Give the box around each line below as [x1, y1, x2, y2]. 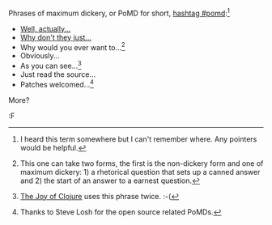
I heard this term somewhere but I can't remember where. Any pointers [19, 134, 257, 144]
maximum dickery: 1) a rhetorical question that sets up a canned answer [19, 167, 261, 176]
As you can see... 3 [19, 60, 83, 70]
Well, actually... [19, 23, 71, 33]
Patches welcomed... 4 [19, 78, 95, 89]
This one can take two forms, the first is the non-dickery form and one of [19, 158, 264, 168]
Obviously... [19, 51, 60, 61]
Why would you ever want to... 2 [19, 40, 125, 52]
